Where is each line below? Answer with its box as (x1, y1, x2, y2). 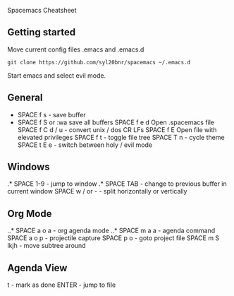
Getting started (7, 26, 76, 38)
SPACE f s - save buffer (17, 110, 86, 119)
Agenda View (7, 261, 68, 274)
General (7, 92, 44, 104)
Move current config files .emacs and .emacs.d (7, 45, 144, 54)
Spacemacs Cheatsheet (7, 6, 77, 14)
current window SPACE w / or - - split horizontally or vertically (7, 187, 187, 196)
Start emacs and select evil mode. (7, 71, 106, 80)
